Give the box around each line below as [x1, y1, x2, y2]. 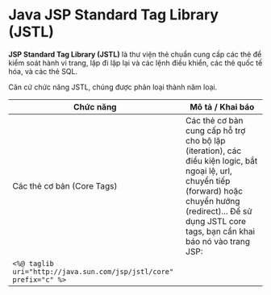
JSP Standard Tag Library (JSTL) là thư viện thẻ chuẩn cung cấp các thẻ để [8, 49, 262, 59]
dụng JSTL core [185, 215, 247, 226]
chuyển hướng [185, 195, 240, 206]
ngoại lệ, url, [185, 165, 232, 177]
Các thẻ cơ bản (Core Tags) [12, 180, 118, 191]
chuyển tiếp [185, 175, 231, 186]
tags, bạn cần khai [185, 226, 256, 237]
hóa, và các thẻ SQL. [8, 66, 78, 76]
